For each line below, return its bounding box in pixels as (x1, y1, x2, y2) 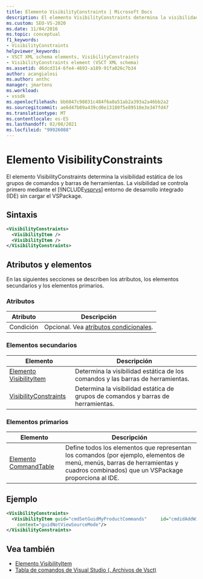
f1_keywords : (6, 37, 39, 43)
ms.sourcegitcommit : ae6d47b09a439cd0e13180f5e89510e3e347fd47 (6, 104, 169, 111)
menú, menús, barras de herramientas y (65, 458, 179, 466)
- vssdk (6, 93, 26, 99)
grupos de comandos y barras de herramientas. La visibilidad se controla (6, 179, 188, 186)
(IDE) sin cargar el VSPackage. (6, 192, 83, 200)
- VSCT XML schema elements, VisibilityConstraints (6, 54, 139, 60)
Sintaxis (6, 210, 38, 220)
